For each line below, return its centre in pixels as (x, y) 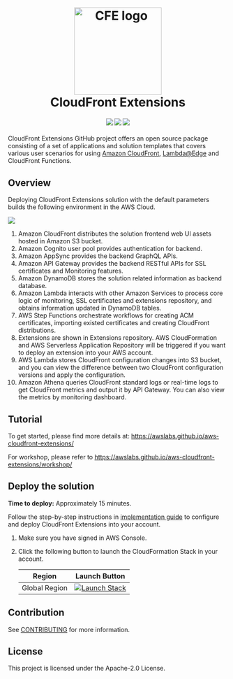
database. (32, 286)
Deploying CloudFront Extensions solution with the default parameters (109, 200)
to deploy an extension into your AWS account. (85, 352)
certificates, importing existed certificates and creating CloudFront (114, 323)
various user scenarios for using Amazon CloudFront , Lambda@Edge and (113, 153)
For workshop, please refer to (51, 457)
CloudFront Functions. (40, 161)
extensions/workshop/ (40, 464)
